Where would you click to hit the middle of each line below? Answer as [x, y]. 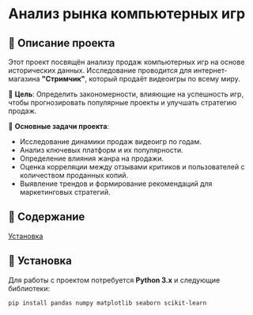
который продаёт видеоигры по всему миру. [164, 79]
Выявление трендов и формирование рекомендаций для [116, 184]
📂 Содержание [47, 217]
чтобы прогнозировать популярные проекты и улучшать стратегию [123, 102]
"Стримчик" [63, 79]
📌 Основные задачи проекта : [59, 126]
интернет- [210, 70]
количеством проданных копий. [74, 175]
